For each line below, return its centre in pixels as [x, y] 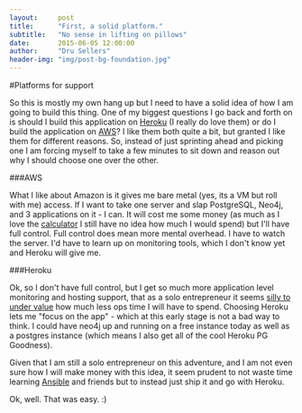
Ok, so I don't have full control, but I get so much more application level [142, 288]
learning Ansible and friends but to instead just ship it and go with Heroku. [147, 381]
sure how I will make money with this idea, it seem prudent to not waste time [151, 372]
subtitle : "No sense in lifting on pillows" [98, 34]
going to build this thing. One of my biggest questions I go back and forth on [151, 112]
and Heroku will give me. [55, 252]
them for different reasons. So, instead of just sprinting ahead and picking [146, 141]
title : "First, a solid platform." [87, 26]
